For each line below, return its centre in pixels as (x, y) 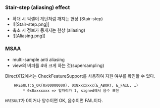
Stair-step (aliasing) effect (38, 7)
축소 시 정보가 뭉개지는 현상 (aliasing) (49, 30)
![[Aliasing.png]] (29, 36)
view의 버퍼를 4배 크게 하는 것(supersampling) (58, 65)
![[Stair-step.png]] (31, 24)
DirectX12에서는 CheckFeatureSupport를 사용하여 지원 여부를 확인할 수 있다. (80, 76)
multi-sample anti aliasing (39, 59)
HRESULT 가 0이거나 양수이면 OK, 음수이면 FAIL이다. (54, 100)
